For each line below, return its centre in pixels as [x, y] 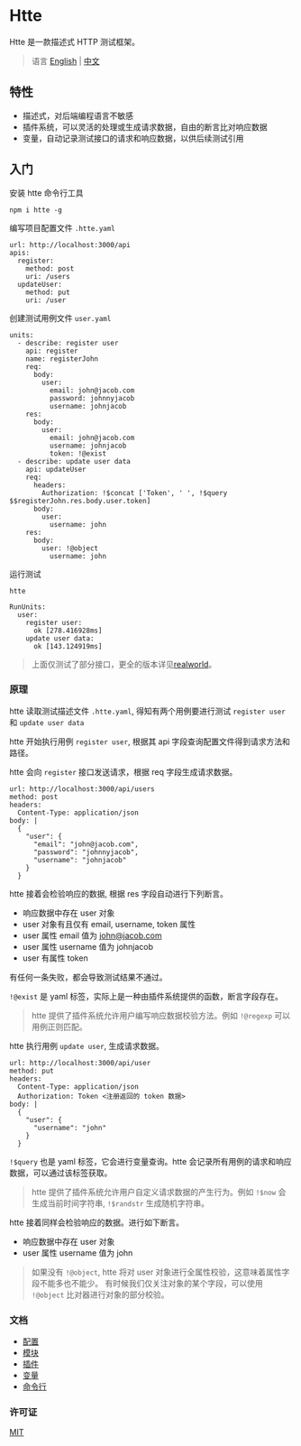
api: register [52, 351]
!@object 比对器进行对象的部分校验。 [100, 1294]
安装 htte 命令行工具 [46, 193]
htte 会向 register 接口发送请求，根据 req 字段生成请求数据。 [123, 771]
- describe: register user [68, 343]
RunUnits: [28, 607]
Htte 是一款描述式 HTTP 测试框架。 [75, 41]
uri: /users [48, 276]
